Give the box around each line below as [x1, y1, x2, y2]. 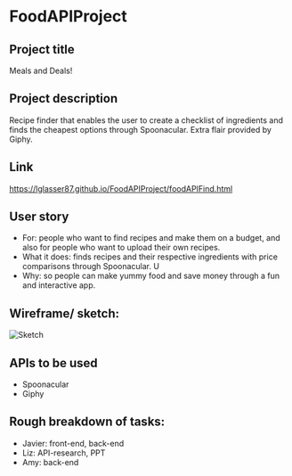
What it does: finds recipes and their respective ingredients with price [21, 251, 279, 262]
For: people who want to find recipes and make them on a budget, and [21, 233, 280, 243]
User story [9, 209, 69, 225]
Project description [9, 91, 118, 106]
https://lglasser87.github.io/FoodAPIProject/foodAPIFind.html [9, 183, 233, 193]
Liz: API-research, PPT [21, 447, 106, 458]
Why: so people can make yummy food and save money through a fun [21, 270, 280, 282]
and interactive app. [21, 280, 96, 291]
